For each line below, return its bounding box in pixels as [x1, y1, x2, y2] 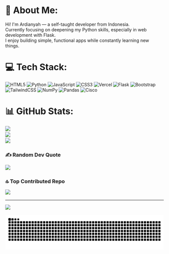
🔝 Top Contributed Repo [5, 178, 65, 185]
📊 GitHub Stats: [5, 106, 74, 117]
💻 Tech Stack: [5, 62, 67, 73]
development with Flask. [5, 32, 56, 38]
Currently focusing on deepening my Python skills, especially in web [5, 26, 147, 32]
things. [5, 42, 20, 48]
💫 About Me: [5, 5, 58, 16]
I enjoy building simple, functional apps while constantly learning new [5, 37, 149, 43]
